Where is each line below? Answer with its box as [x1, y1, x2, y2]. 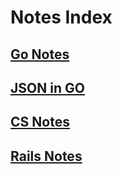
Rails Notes [10, 147, 83, 165]
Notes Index [10, 6, 113, 29]
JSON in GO [10, 79, 85, 96]
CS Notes [10, 114, 70, 131]
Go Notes [10, 46, 70, 63]
